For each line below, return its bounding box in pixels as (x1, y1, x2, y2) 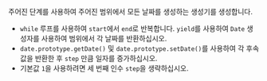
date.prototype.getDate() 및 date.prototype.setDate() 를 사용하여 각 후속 (19, 44, 260, 53)
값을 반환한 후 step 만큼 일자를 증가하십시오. (19, 54, 158, 63)
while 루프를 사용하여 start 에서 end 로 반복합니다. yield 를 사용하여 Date (19, 24, 245, 33)
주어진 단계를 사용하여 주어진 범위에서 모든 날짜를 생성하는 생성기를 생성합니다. (8, 7, 253, 16)
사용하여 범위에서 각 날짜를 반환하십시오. (41, 34, 167, 43)
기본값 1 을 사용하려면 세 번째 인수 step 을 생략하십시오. (19, 64, 189, 73)
